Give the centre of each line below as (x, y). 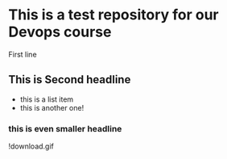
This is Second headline (70, 79)
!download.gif (31, 146)
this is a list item (47, 99)
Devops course (60, 32)
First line (23, 54)
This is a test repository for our (113, 15)
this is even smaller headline (65, 128)
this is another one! (52, 107)
